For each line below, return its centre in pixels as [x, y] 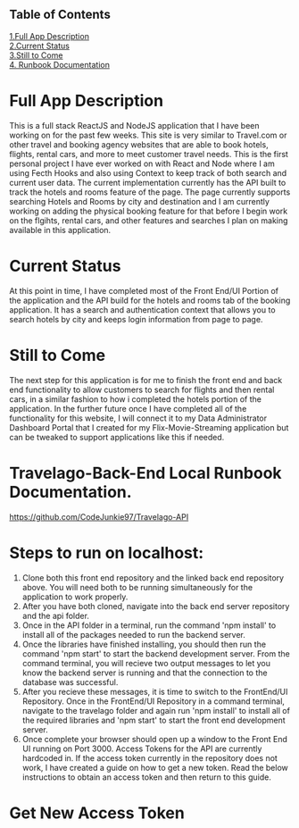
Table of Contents [60, 15]
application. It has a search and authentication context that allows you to [142, 309]
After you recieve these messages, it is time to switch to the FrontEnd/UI [155, 691]
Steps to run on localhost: [107, 552]
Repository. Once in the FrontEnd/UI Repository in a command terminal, [154, 701]
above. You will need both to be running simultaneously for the [137, 587]
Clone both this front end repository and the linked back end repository [153, 577]
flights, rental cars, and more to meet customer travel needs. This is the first [149, 154]
